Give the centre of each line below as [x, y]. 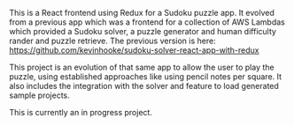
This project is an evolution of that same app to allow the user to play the [142, 67]
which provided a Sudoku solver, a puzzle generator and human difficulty [143, 31]
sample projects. [39, 95]
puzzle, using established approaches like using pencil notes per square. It [145, 77]
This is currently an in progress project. [81, 112]
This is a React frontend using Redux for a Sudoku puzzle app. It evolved [142, 13]
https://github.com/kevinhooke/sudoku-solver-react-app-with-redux [134, 50]
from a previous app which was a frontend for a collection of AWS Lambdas [147, 22]
